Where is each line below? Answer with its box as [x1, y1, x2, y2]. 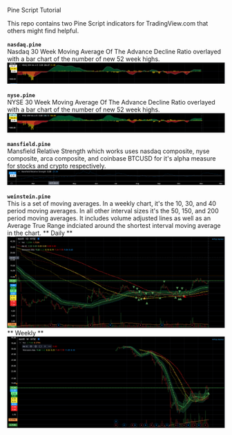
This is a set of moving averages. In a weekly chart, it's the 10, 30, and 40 [7, 199, 216, 208]
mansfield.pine [7, 141, 51, 148]
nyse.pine [7, 92, 36, 99]
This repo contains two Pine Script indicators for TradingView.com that [7, 19, 209, 27]
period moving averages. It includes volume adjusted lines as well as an [7, 214, 211, 222]
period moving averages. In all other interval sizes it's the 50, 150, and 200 [7, 207, 219, 215]
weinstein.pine [7, 193, 51, 200]
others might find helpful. [7, 27, 79, 35]
